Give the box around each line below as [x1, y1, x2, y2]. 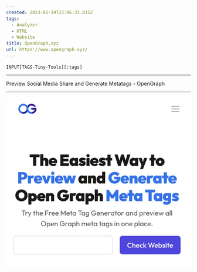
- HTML [11, 28, 28, 34]
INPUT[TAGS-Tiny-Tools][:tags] [6, 64, 83, 70]
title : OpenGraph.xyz [6, 41, 59, 46]
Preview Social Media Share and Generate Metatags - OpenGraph [6, 80, 165, 87]
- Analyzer [11, 22, 38, 28]
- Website [11, 34, 35, 41]
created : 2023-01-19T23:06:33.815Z [6, 9, 93, 15]
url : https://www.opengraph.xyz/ [6, 47, 88, 53]
